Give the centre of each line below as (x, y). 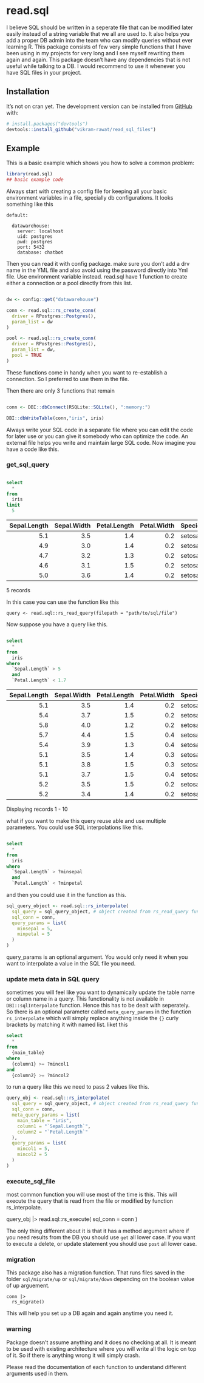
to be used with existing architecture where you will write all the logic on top (101, 1348)
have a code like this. (33, 449)
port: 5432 (31, 247)
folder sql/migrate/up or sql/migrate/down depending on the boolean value (100, 1279)
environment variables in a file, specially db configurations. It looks (90, 198)
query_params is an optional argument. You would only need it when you (97, 957)
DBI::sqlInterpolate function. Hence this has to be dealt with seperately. (98, 1006)
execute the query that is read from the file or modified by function (90, 1201)
